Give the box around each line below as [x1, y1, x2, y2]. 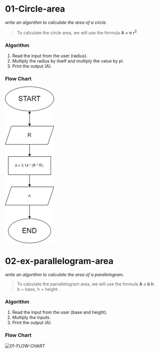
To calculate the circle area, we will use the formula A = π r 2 [17, 29, 137, 35]
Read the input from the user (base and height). [12, 309, 108, 315]
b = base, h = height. [17, 286, 59, 292]
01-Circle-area [5, 3, 66, 15]
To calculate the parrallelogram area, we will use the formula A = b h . [17, 281, 155, 287]
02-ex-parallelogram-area [5, 256, 114, 267]
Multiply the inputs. [12, 315, 51, 320]
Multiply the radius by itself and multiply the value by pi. [12, 58, 124, 64]
